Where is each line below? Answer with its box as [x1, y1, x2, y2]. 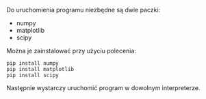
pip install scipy [6, 72, 59, 79]
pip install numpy [6, 60, 59, 67]
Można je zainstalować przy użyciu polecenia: [6, 47, 136, 55]
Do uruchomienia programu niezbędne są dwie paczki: [6, 6, 161, 14]
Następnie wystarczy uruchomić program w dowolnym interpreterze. [6, 84, 201, 91]
